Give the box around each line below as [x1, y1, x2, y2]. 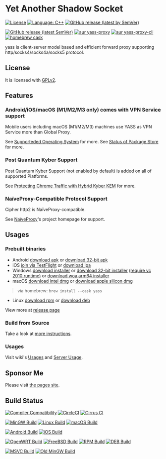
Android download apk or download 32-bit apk [12, 257, 108, 263]
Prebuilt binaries [5, 245, 46, 252]
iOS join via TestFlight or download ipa [12, 262, 91, 268]
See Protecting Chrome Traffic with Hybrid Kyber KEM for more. [5, 183, 136, 189]
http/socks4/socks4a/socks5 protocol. [5, 49, 84, 55]
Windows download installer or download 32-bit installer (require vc [12, 267, 151, 273]
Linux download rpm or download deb [12, 297, 90, 303]
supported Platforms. [5, 173, 49, 179]
